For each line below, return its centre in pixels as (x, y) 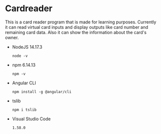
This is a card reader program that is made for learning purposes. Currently (81, 22)
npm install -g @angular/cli (42, 92)
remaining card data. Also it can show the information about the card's (76, 32)
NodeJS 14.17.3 (27, 47)
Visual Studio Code (31, 119)
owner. (12, 38)
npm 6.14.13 (24, 65)
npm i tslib (24, 110)
